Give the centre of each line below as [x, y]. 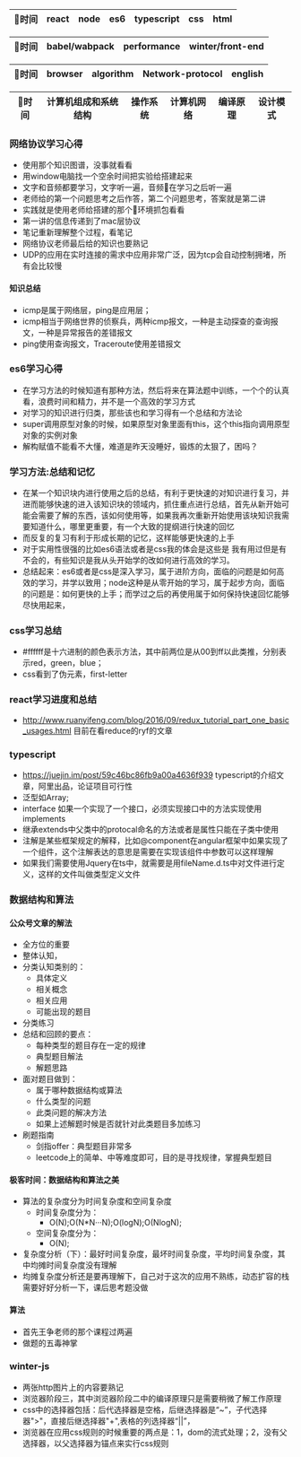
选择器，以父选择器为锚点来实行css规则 [95, 1443]
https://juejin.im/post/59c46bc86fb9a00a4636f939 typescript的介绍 [149, 774]
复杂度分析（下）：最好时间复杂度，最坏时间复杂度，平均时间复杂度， [150, 1254]
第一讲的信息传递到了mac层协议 [81, 221]
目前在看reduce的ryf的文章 [123, 730]
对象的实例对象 [50, 435]
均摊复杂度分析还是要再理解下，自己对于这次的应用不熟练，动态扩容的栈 [155, 1277]
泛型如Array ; [45, 797]
